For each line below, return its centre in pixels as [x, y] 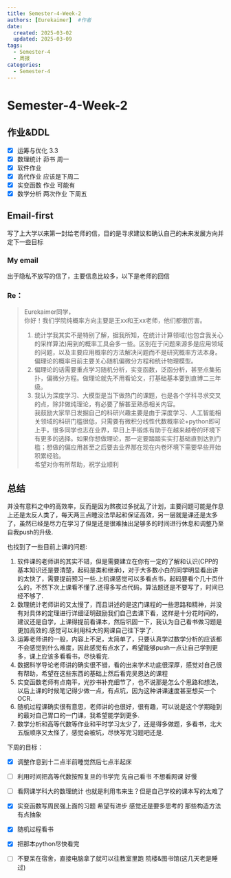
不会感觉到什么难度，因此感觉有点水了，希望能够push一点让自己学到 [114, 648]
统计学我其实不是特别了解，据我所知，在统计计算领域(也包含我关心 [129, 335]
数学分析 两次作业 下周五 [52, 193]
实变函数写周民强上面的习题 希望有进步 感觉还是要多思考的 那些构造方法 [119, 806]
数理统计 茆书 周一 [43, 159]
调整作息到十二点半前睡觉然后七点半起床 [74, 762]
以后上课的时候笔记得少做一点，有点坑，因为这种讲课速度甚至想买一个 [117, 691]
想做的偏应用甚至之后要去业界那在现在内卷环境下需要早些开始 [134, 447]
